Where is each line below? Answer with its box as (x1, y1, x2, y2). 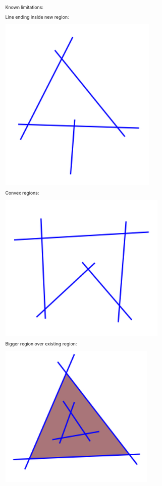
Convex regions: (5, 190, 39, 196)
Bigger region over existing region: (5, 341, 77, 347)
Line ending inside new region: (5, 14, 69, 20)
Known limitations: (5, 5, 44, 10)
